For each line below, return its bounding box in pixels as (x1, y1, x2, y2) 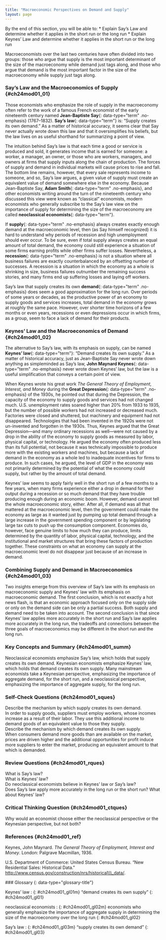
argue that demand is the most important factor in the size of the (5, 66, 137, 72)
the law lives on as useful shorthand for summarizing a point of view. (5, 133, 145, 139)
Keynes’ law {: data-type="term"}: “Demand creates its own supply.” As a (5, 350, 155, 356)
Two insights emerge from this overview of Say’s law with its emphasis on (5, 584, 155, 590)
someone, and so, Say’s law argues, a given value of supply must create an (5, 175, 158, 181)
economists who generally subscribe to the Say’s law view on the (5, 201, 138, 207)
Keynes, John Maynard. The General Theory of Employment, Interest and (5, 844, 154, 850)
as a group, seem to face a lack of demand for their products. (5, 315, 130, 321)
